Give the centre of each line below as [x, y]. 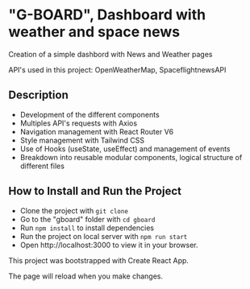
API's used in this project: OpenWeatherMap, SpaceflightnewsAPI [117, 69]
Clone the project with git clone [74, 210]
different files [42, 166]
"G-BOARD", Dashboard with [107, 15]
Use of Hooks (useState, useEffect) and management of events [125, 149]
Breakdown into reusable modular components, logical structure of [131, 157]
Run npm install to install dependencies [87, 228]
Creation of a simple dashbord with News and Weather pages [110, 54]
